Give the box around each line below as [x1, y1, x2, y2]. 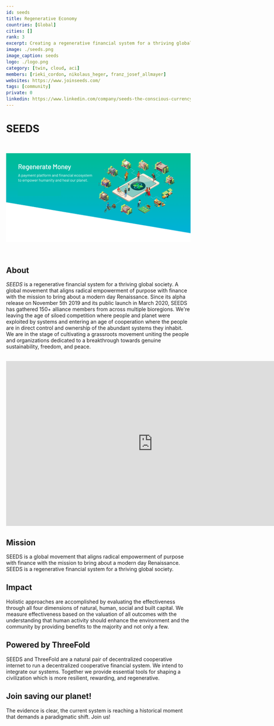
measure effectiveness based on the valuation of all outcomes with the [6, 610, 177, 618]
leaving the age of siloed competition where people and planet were [6, 312, 170, 319]
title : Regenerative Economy [6, 15, 77, 22]
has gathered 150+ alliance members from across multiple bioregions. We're [6, 306, 190, 313]
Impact [6, 582, 32, 592]
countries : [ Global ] [6, 22, 57, 28]
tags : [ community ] [6, 84, 51, 90]
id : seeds [6, 9, 30, 15]
